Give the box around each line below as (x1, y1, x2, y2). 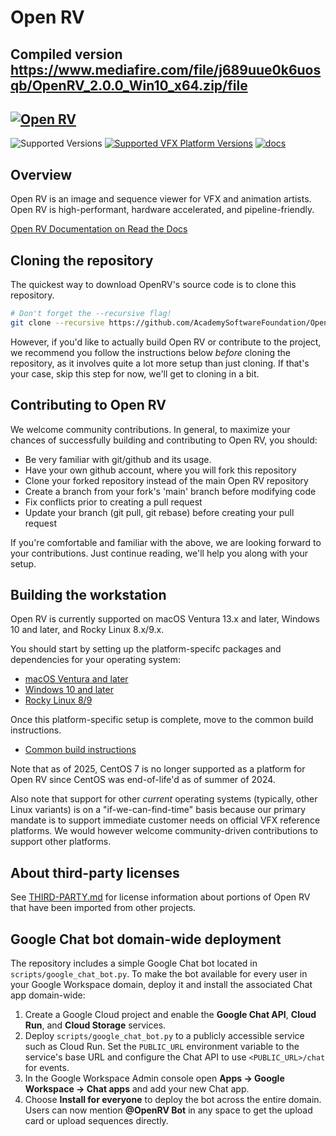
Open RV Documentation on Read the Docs (10, 223, 188, 235)
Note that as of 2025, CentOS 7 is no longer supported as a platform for (10, 763, 306, 775)
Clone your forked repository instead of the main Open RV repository (24, 474, 309, 486)
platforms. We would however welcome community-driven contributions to (10, 825, 318, 837)
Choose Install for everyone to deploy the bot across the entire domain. (24, 1094, 322, 1106)
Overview (10, 166, 73, 183)
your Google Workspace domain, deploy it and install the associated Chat (10, 979, 313, 991)
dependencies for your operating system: (10, 654, 182, 666)
